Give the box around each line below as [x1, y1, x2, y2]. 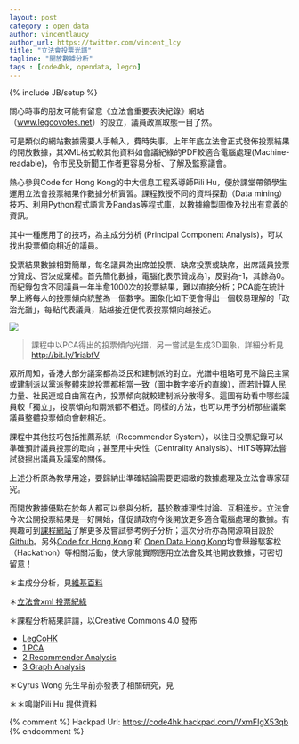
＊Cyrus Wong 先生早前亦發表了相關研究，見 [9, 679, 174, 691]
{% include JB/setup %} [9, 86, 98, 98]
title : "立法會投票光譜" [9, 46, 92, 55]
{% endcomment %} [9, 725, 85, 736]
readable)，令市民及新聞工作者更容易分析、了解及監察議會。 [9, 158, 231, 168]
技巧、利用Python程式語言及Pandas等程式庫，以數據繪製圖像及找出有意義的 [9, 199, 289, 209]
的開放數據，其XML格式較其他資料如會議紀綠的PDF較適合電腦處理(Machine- [9, 146, 290, 157]
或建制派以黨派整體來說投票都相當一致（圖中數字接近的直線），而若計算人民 [9, 379, 287, 389]
